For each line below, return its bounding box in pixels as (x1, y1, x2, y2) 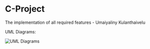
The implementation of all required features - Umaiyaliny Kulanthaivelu (5, 19, 146, 25)
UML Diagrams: (5, 29, 36, 34)
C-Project (5, 3, 45, 15)
